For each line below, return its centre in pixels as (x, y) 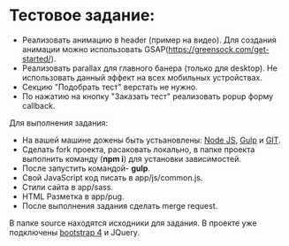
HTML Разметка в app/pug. (73, 196)
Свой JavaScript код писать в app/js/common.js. (112, 177)
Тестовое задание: (82, 15)
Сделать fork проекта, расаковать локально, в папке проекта (138, 149)
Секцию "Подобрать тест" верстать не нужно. (110, 87)
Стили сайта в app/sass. (67, 187)
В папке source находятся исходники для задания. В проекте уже (133, 223)
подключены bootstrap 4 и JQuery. (74, 232)
